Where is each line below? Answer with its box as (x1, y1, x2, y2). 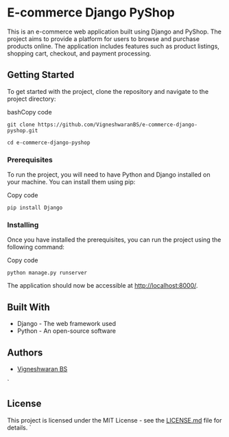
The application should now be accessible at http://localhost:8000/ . (7, 282, 198, 290)
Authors (7, 347, 43, 358)
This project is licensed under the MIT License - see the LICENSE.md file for (7, 416, 222, 424)
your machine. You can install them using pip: (7, 178, 136, 186)
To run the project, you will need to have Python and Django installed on (7, 171, 210, 179)
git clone (7, 121, 36, 128)
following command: (7, 243, 65, 251)
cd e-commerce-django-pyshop (7, 139, 91, 146)
